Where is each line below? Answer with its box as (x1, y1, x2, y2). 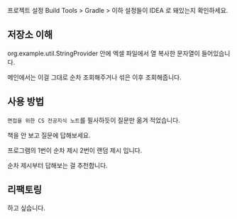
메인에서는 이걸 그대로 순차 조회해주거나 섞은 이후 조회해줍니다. (7, 73, 182, 82)
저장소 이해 (7, 29, 53, 41)
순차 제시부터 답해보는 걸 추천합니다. (7, 161, 108, 169)
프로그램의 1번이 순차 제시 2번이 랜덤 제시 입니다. (7, 146, 143, 155)
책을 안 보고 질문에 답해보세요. (7, 130, 91, 140)
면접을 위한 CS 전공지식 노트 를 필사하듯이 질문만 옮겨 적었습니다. (7, 116, 181, 124)
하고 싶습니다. (7, 204, 46, 213)
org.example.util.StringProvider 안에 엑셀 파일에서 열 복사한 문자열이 (7, 49, 200, 57)
